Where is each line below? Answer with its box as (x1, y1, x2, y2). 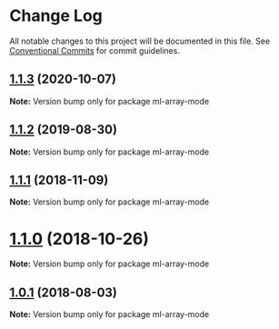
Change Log (9, 5, 103, 26)
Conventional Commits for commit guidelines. (9, 45, 180, 55)
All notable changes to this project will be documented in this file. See (9, 35, 271, 46)
